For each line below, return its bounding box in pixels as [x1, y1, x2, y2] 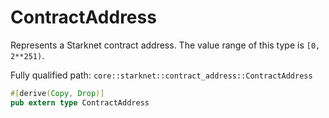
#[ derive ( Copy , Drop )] [10, 88, 105, 98]
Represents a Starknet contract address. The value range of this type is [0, [10, 39, 321, 51]
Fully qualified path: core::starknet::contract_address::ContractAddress [10, 69, 313, 81]
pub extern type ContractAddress [10, 97, 150, 108]
